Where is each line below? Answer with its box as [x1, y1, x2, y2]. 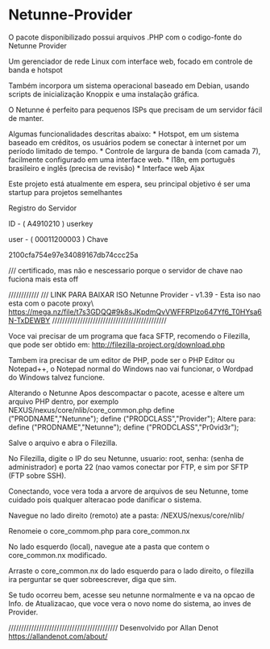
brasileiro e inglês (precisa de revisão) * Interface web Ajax [8, 163, 206, 173]
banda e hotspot [8, 64, 63, 74]
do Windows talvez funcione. [8, 372, 106, 382]
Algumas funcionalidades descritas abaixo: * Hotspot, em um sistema [8, 129, 239, 139]
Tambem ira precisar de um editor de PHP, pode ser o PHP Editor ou [8, 355, 235, 364]
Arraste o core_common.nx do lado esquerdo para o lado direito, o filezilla [8, 566, 255, 576]
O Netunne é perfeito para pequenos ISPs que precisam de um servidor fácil [8, 105, 263, 114]
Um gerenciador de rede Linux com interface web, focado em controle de [8, 56, 253, 66]
